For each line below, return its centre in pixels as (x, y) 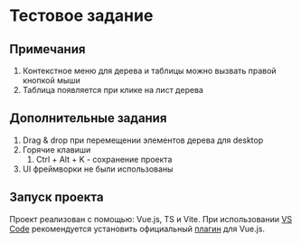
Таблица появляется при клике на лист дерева (113, 90)
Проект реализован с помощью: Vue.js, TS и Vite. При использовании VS (151, 219)
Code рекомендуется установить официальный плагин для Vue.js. (137, 229)
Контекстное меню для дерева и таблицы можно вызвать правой (150, 70)
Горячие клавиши (56, 149)
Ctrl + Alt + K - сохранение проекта (104, 159)
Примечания (47, 49)
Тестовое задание (81, 16)
